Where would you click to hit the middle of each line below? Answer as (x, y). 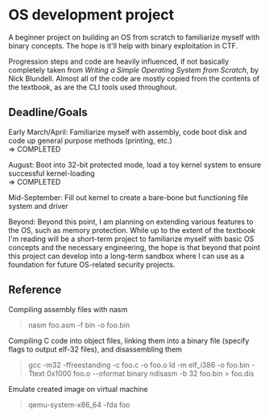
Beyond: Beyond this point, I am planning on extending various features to (131, 221)
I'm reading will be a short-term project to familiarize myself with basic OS (131, 239)
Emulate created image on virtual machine (78, 389)
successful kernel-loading (52, 173)
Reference (35, 290)
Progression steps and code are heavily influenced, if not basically (119, 61)
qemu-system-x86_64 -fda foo (79, 404)
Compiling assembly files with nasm (68, 309)
